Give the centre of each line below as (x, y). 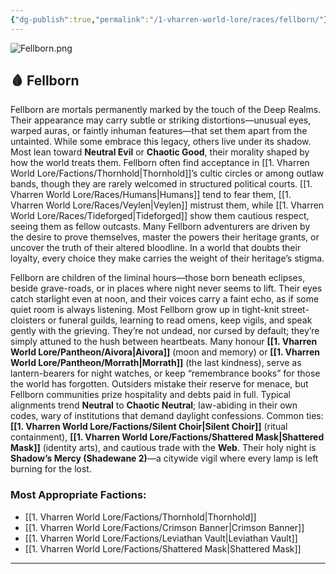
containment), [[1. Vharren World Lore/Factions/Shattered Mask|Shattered (167, 437)
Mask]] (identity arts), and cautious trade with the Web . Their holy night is (163, 448)
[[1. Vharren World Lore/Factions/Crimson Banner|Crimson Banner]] (164, 527)
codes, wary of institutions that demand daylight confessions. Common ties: (167, 416)
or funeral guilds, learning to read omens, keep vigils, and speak (180, 320)
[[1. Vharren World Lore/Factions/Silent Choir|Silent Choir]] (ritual (149, 427)
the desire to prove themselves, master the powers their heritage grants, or (165, 237)
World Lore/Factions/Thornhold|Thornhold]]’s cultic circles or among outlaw (167, 173)
